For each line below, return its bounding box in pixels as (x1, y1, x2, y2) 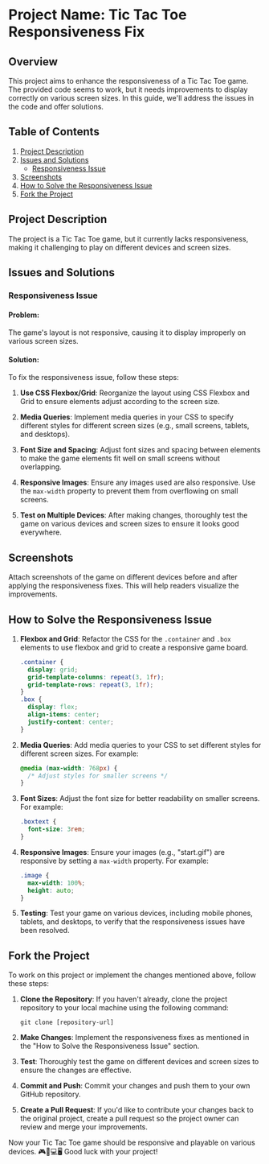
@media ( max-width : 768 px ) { (19, 764, 118, 772)
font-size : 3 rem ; (27, 825, 86, 834)
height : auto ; (27, 886, 75, 894)
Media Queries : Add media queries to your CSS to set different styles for (19, 740, 262, 749)
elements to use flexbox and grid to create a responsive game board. (19, 642, 249, 652)
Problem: (8, 310, 40, 320)
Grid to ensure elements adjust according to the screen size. (19, 397, 220, 407)
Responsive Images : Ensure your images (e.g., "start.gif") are (19, 847, 225, 856)
